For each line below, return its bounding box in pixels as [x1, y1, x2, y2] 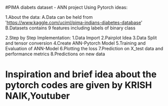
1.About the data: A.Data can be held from [5, 14, 93, 20]
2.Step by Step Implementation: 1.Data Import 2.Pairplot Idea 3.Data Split [5, 35, 157, 41]
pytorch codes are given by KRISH [5, 80, 152, 91]
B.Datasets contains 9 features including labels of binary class [5, 25, 136, 31]
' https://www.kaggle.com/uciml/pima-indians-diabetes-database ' [5, 20, 143, 25]
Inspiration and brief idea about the [5, 68, 157, 80]
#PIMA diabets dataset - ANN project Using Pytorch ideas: [5, 5, 128, 10]
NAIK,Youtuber [5, 90, 70, 102]
